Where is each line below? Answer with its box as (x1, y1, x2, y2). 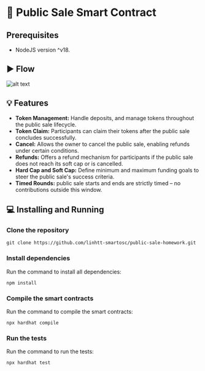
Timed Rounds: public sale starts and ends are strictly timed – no (15, 179, 181, 186)
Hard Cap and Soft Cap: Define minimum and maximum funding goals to (15, 166, 199, 174)
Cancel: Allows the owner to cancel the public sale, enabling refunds (15, 140, 190, 148)
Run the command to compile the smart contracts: (6, 308, 133, 315)
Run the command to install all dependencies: (6, 268, 122, 275)
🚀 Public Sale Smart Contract (6, 6, 157, 20)
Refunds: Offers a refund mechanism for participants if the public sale (15, 153, 193, 161)
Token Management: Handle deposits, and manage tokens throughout (15, 114, 195, 121)
